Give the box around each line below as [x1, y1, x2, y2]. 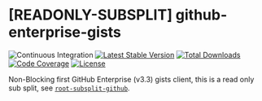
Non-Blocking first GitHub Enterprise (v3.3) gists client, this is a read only [8, 74, 255, 84]
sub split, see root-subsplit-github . [8, 83, 130, 93]
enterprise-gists [8, 23, 122, 42]
